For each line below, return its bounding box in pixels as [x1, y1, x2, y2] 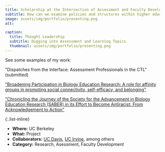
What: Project [12, 131, 41, 137]
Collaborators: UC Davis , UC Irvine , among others [12, 136, 114, 142]
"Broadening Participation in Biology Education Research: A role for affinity [5, 81, 156, 87]
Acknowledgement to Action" [5, 106, 65, 112]
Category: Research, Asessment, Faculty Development [12, 141, 124, 147]
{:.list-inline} [5, 116, 30, 122]
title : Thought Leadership [9, 34, 65, 39]
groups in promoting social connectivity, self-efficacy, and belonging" [5, 87, 146, 92]
